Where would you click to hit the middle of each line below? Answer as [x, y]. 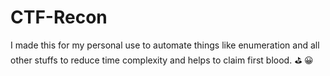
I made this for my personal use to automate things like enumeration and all [165, 45]
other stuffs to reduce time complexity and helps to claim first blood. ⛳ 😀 [162, 60]
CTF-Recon [59, 17]
